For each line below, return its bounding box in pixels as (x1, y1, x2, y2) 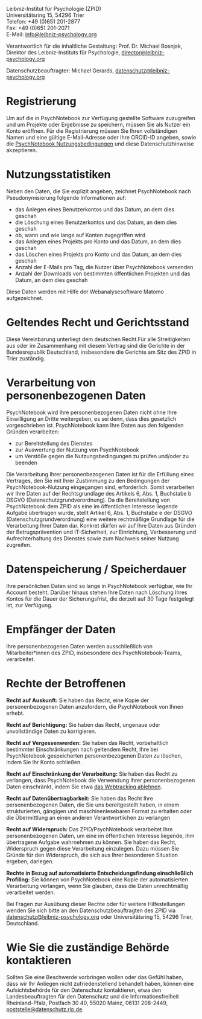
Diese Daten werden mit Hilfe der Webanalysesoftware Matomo (6, 288, 165, 295)
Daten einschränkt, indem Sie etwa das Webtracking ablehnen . (6, 783, 163, 790)
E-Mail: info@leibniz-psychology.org (6, 31, 97, 38)
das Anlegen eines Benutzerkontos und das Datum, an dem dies (14, 205, 175, 213)
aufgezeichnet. (6, 294, 43, 301)
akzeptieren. (6, 146, 37, 153)
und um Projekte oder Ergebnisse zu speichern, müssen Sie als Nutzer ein (6, 121, 191, 128)
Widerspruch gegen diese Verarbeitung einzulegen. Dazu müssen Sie (6, 845, 180, 852)
